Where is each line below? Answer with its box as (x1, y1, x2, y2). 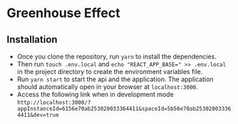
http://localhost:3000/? (16, 99, 91, 106)
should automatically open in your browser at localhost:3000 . (16, 83, 198, 91)
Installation (6, 33, 58, 46)
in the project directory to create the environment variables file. (16, 68, 203, 76)
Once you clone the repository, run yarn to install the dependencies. (16, 52, 217, 61)
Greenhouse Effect (6, 5, 120, 21)
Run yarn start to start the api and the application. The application (16, 75, 214, 83)
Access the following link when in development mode (16, 91, 174, 98)
